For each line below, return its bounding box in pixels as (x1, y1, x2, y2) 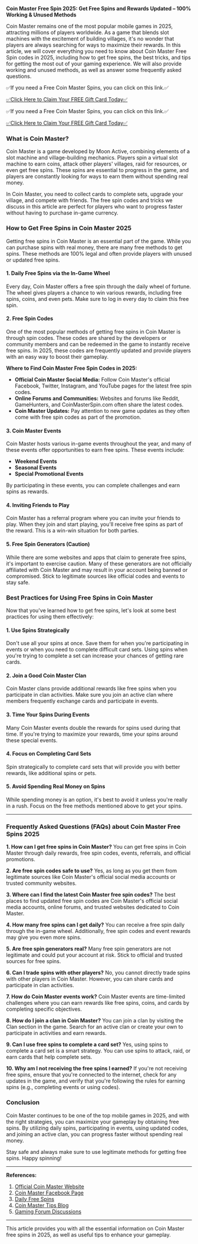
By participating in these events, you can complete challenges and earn (6, 482, 180, 489)
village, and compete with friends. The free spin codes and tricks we (6, 197, 173, 204)
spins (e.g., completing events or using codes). (6, 1084, 121, 1091)
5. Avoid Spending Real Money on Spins (6, 783, 105, 790)
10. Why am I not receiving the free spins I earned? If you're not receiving (6, 1065, 187, 1072)
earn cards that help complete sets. (6, 1054, 93, 1061)
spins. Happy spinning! (6, 1154, 62, 1162)
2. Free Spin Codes (6, 315, 54, 322)
